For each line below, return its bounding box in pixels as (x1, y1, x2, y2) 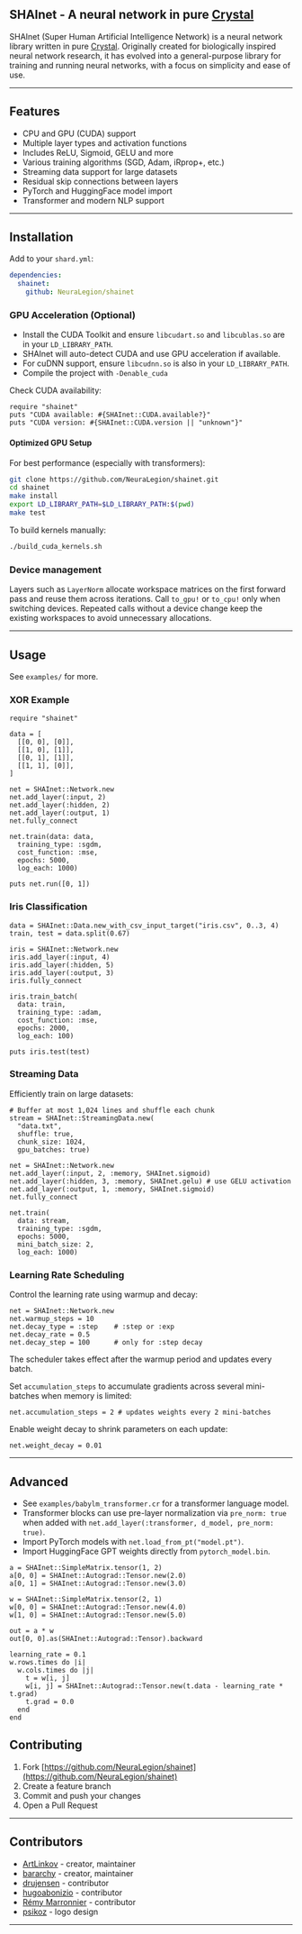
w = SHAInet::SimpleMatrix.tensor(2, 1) (9, 1594, 164, 1603)
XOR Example (9, 693, 70, 706)
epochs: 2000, (17, 1023, 70, 1033)
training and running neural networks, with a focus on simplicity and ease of (9, 59, 291, 70)
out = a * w (9, 1626, 54, 1635)
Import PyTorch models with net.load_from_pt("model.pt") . (22, 1536, 244, 1546)
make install (9, 491, 58, 501)
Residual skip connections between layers (22, 176, 179, 187)
